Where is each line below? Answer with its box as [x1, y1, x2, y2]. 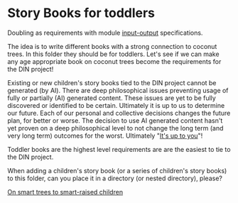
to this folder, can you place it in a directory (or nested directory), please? [7, 174, 222, 182]
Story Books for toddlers [7, 5, 155, 21]
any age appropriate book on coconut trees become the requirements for [7, 57, 222, 65]
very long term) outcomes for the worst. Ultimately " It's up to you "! [7, 131, 203, 140]
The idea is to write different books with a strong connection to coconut [7, 42, 217, 50]
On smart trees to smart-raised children [7, 187, 123, 196]
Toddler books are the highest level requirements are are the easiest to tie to [7, 145, 231, 153]
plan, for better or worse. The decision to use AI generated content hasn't [7, 116, 223, 125]
